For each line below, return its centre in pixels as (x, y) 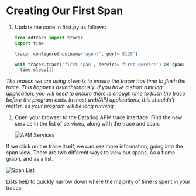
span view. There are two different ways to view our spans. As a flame (91, 153)
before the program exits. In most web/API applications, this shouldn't (90, 100)
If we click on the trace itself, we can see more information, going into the (94, 146)
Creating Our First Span (65, 11)
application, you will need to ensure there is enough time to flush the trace (96, 94)
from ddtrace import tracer (49, 38)
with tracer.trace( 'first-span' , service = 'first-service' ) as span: (100, 65)
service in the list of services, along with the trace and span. (87, 124)
